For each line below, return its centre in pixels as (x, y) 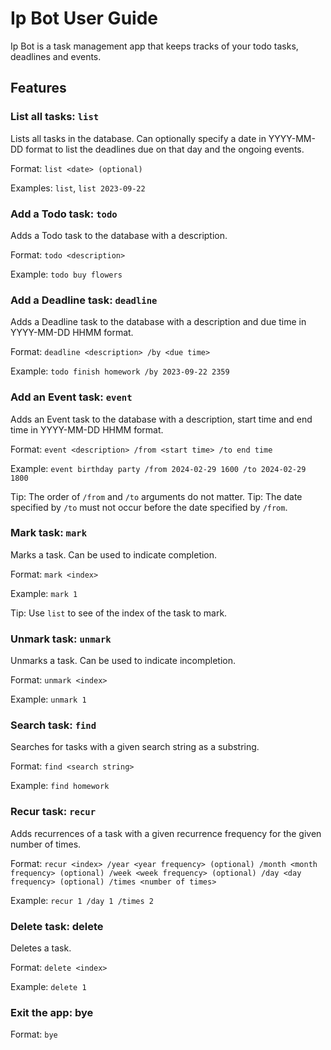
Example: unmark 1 (48, 699)
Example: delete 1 (48, 986)
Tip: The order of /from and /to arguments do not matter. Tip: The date (156, 496)
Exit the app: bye (52, 1012)
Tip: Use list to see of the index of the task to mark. (119, 613)
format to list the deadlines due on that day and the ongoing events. (165, 149)
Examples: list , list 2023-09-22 (78, 188)
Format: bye (34, 1034)
